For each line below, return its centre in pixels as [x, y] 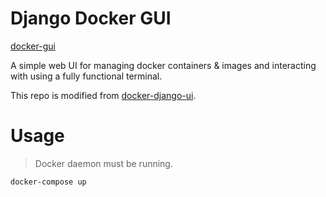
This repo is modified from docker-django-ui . [103, 95]
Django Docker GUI [91, 18]
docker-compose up [48, 182]
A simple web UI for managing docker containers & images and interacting [163, 65]
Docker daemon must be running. [103, 163]
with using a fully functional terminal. [86, 76]
